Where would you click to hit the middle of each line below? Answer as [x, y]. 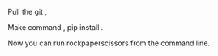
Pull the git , [28, 12]
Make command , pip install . [56, 27]
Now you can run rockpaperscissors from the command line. [109, 43]
